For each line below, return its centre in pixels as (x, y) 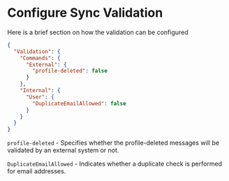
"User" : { (40, 97)
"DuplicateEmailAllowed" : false (80, 103)
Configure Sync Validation (85, 13)
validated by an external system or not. (63, 150)
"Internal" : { (40, 91)
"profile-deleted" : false (70, 71)
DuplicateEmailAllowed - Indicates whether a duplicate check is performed (114, 164)
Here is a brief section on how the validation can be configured (98, 32)
